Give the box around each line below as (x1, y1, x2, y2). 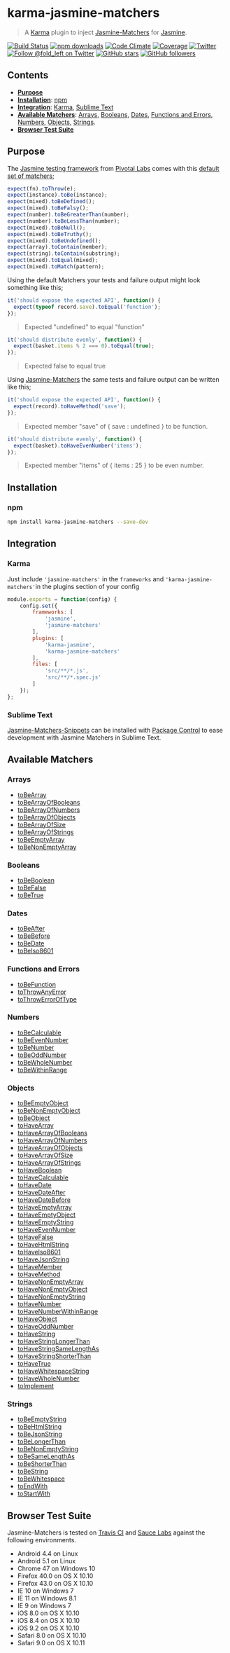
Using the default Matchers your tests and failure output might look (7, 275, 201, 284)
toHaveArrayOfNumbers (17, 1136, 87, 1144)
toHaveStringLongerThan (17, 1337, 90, 1346)
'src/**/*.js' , (44, 668, 89, 675)
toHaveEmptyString (17, 1218, 74, 1226)
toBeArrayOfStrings (17, 828, 74, 836)
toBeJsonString (17, 1430, 63, 1439)
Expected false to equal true (24, 362, 106, 371)
